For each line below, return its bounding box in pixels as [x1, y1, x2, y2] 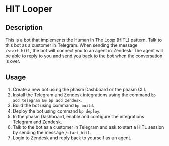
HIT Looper [5, 3, 53, 15]
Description [5, 23, 43, 32]
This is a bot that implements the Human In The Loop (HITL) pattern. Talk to [5, 36, 162, 43]
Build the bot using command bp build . [12, 102, 94, 108]
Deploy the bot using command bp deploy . [12, 107, 101, 114]
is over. [5, 58, 21, 64]
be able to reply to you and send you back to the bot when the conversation [5, 53, 163, 59]
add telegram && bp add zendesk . [12, 97, 82, 103]
